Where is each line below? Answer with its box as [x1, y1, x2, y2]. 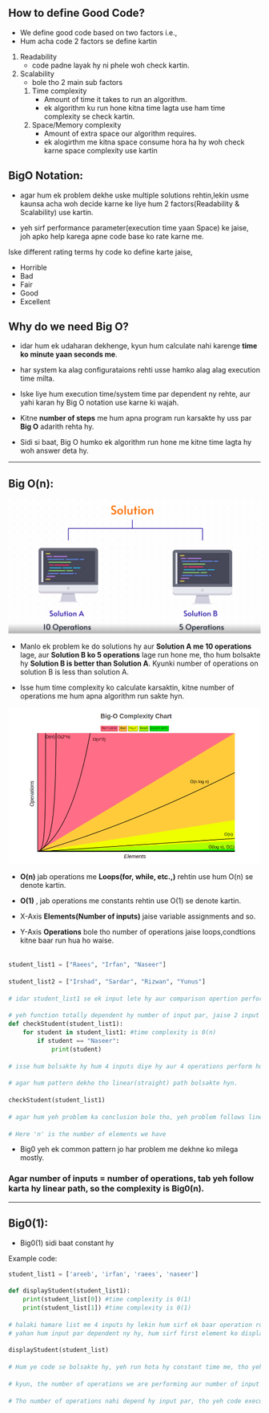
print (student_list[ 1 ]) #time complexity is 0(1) [22, 1304, 192, 1312]
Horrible [19, 263, 48, 272]
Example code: [8, 1253, 58, 1263]
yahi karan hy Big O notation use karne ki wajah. [19, 397, 179, 408]
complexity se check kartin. [43, 112, 135, 121]
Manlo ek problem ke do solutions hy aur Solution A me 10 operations [19, 641, 252, 651]
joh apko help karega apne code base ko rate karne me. [19, 231, 204, 241]
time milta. [19, 373, 54, 384]
